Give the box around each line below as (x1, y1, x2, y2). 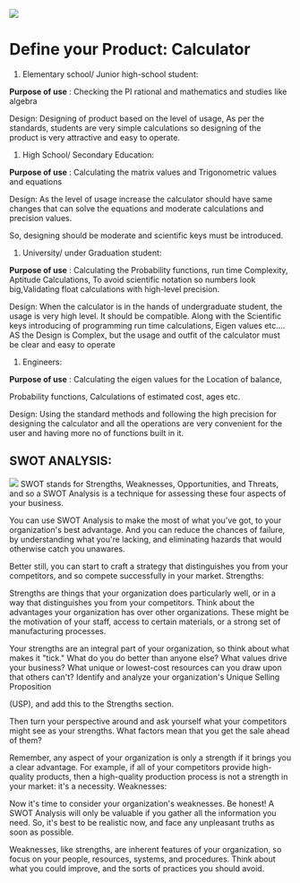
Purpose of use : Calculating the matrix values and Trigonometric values (9, 167, 278, 177)
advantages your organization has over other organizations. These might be (9, 606, 289, 617)
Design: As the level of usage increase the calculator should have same (9, 193, 273, 204)
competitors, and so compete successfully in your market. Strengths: (9, 570, 264, 581)
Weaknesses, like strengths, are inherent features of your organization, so (9, 844, 282, 854)
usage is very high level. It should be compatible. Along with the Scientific (9, 310, 282, 321)
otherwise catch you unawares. (9, 543, 125, 554)
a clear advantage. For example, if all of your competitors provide (9, 761, 251, 772)
